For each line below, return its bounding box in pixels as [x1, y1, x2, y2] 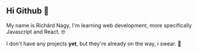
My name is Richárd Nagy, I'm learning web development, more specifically [6, 21, 192, 29]
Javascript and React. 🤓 [6, 28, 66, 35]
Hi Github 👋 [6, 6, 49, 16]
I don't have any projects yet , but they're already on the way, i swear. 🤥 [6, 40, 181, 47]
